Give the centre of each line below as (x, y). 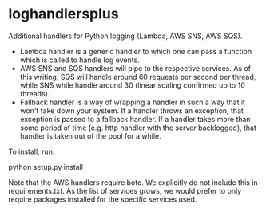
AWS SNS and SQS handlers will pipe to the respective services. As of (135, 68)
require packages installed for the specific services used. (103, 199)
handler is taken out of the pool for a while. (90, 135)
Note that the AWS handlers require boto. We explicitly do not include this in (133, 182)
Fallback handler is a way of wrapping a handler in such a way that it (133, 102)
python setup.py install (46, 167)
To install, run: (32, 151)
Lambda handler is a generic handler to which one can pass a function (136, 51)
